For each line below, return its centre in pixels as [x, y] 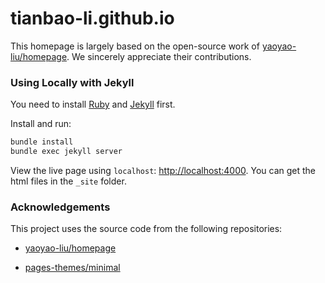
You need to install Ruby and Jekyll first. [93, 104]
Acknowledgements [60, 207]
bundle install [42, 142]
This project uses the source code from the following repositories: [146, 229]
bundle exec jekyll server [66, 152]
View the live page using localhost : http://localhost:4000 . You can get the [163, 170]
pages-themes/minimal [72, 268]
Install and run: [41, 124]
